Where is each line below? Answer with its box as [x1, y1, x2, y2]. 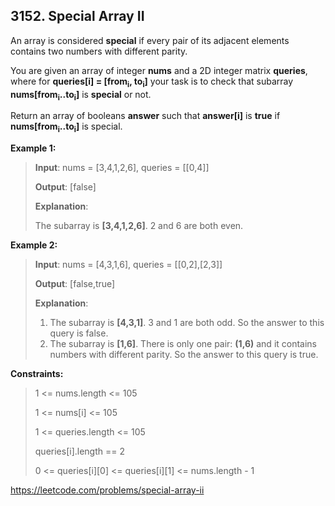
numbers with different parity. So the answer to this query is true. [49, 349, 319, 361]
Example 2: [10, 239, 58, 251]
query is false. [49, 327, 109, 339]
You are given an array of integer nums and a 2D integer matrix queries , [10, 64, 308, 76]
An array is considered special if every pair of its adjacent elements [10, 34, 290, 46]
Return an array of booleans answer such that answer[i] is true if [10, 110, 281, 122]
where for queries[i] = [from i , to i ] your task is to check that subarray [10, 75, 294, 89]
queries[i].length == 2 [34, 445, 126, 458]
